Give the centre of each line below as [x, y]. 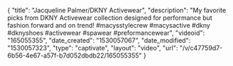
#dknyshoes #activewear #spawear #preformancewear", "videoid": [106, 33]
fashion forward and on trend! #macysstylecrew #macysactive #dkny [109, 25]
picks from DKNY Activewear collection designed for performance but [110, 18]
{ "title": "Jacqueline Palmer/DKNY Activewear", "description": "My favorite [117, 10]
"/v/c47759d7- [201, 48]
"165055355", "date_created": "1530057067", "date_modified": [99, 40]
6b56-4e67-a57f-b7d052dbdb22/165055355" [75, 55]
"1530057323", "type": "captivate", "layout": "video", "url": [93, 48]
